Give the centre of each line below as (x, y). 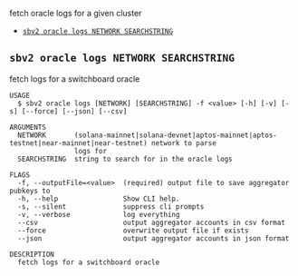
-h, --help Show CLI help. (99, 199)
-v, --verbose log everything (99, 214)
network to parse (184, 143)
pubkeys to (30, 191)
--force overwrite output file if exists (133, 231)
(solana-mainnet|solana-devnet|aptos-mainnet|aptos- (176, 135)
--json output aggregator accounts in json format (154, 238)
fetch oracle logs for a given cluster (76, 13)
